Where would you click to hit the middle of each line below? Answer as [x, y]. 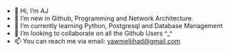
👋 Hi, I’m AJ [31, 11]
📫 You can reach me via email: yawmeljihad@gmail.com [97, 41]
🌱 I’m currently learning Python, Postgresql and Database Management [118, 26]
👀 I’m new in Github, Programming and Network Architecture [103, 18]
